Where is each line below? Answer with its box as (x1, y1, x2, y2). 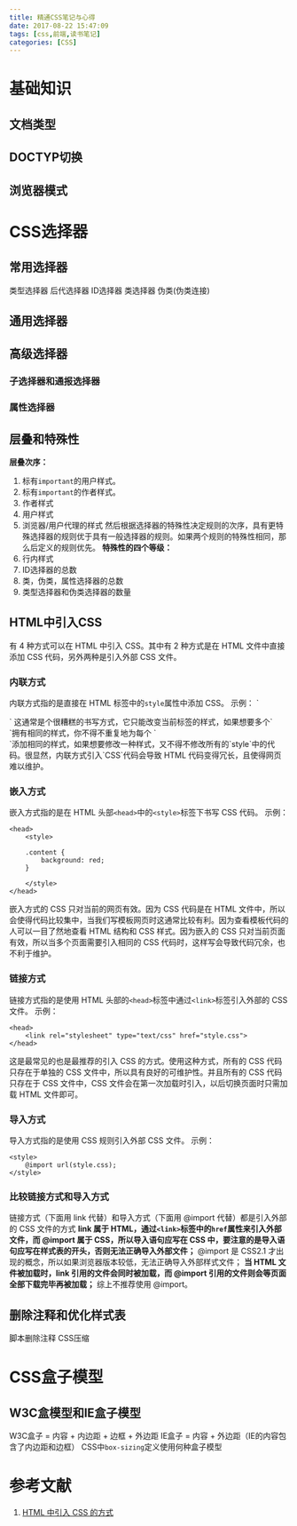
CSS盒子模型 (9, 1367, 104, 1387)
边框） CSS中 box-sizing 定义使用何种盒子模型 (55, 1442, 223, 1452)
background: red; (41, 856, 105, 865)
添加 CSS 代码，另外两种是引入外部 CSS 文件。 (9, 651, 182, 662)
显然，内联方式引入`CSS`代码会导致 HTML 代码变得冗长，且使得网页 (32, 750, 282, 760)
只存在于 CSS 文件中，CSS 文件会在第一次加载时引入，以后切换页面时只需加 (9, 1077, 288, 1088)
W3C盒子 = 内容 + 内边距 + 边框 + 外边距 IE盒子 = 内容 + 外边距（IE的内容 (9, 1431, 279, 1442)
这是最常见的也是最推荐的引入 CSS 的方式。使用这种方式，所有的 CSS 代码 (9, 1055, 283, 1066)
